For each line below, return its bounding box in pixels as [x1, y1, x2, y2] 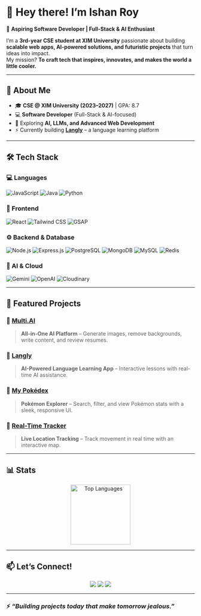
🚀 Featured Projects [6, 298, 81, 309]
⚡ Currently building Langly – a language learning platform [14, 126, 160, 133]
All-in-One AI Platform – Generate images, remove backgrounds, [20, 330, 182, 337]
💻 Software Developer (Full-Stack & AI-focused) [14, 110, 137, 118]
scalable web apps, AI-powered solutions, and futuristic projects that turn [6, 43, 193, 50]
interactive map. [20, 441, 61, 448]
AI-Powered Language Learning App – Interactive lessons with [20, 365, 178, 372]
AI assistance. [33, 372, 68, 379]
